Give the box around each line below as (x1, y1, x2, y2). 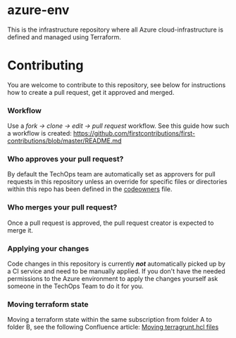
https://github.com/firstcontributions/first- (73, 129, 196, 138)
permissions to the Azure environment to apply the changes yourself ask (7, 275, 218, 283)
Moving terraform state (7, 299, 89, 309)
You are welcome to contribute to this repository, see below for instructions (7, 80, 226, 89)
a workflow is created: (7, 129, 72, 138)
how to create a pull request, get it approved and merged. (7, 88, 175, 96)
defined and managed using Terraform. (7, 32, 121, 41)
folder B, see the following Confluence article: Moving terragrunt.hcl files (7, 323, 219, 332)
